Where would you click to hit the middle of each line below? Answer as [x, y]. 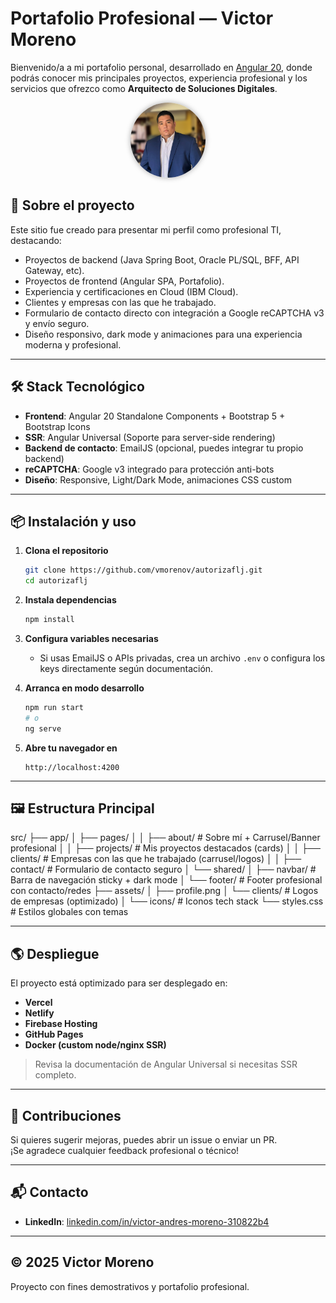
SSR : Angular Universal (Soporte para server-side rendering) [150, 437]
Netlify [39, 1013]
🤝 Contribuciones [66, 1115]
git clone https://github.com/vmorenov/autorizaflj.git [143, 570]
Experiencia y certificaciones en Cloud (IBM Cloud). [131, 291]
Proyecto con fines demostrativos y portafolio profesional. [130, 1286]
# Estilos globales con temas [69, 912]
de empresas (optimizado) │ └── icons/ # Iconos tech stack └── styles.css [167, 901]
